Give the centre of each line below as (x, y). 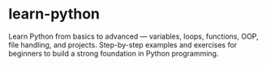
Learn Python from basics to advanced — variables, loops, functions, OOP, (134, 36)
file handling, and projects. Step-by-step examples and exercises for (123, 44)
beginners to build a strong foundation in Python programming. (114, 53)
